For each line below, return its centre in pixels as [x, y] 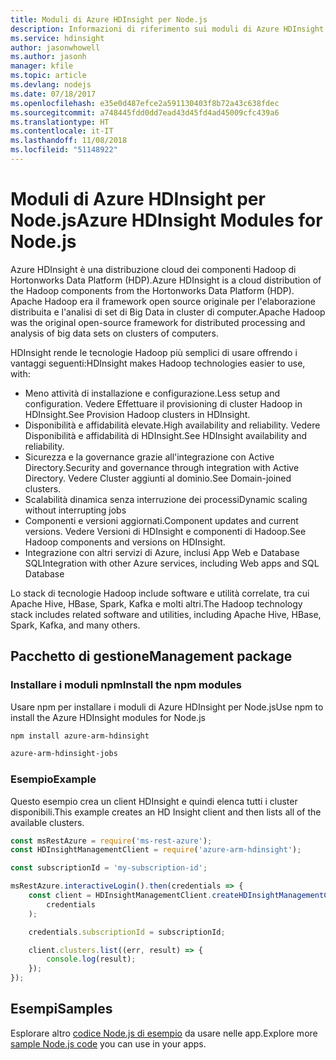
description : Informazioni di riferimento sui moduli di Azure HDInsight [167, 29]
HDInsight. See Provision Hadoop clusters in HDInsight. [137, 414]
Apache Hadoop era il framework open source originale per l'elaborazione [163, 301]
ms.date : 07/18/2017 [53, 94]
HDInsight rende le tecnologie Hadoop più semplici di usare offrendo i [154, 352]
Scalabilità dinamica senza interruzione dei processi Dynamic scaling [166, 499]
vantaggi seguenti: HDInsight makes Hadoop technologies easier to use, [158, 363]
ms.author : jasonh [48, 57]
